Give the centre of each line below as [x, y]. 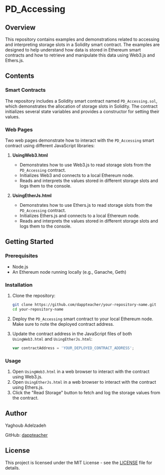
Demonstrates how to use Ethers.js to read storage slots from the [86, 205]
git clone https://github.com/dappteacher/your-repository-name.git [84, 304]
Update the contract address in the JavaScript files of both [72, 334]
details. [13, 468]
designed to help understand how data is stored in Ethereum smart [73, 50]
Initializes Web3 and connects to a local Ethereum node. [77, 175]
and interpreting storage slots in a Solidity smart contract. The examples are [82, 45]
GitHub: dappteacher [26, 435]
